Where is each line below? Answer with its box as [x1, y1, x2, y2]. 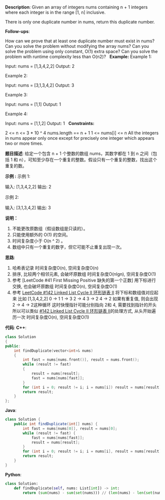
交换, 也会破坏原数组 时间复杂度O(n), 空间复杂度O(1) [12, 283, 118, 289]
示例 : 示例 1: [5, 173, 30, 179]
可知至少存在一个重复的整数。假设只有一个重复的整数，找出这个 [27, 157, 157, 162]
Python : [5, 471, 22, 477]
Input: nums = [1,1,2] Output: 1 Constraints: [5, 121, 95, 126]
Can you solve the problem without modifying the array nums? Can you [5, 43, 149, 49]
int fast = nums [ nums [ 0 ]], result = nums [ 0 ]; [23, 426, 118, 431]
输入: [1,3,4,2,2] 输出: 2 [5, 184, 52, 189]
